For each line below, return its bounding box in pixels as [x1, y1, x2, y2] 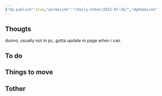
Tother [5, 84, 26, 93]
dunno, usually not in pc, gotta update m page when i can [5, 38, 121, 43]
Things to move [5, 68, 54, 76]
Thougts [5, 25, 32, 33]
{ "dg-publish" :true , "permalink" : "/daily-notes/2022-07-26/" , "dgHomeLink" [5, 7, 158, 12]
